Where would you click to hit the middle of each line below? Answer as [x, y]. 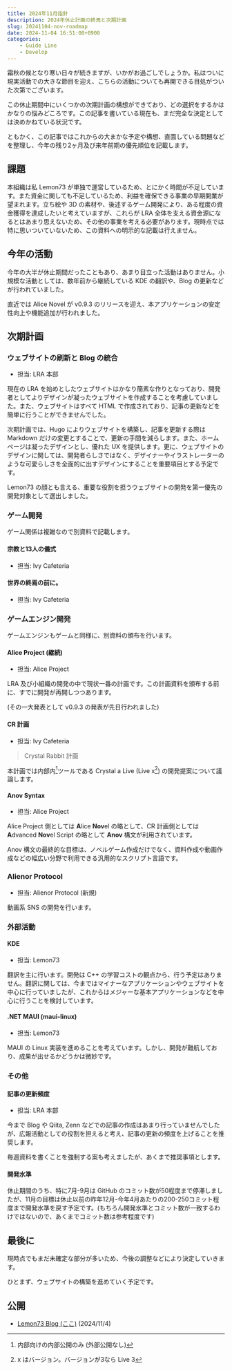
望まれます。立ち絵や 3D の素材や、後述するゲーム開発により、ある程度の [112, 204]
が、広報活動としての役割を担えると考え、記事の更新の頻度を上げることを [113, 1134]
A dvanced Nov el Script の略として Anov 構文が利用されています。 [102, 835]
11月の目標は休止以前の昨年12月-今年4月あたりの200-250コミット [119, 1199]
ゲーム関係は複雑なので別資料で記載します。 [70, 532]
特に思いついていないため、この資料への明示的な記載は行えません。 [104, 230]
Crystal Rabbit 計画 [51, 755]
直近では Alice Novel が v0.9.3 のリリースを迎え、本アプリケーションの [108, 304]
